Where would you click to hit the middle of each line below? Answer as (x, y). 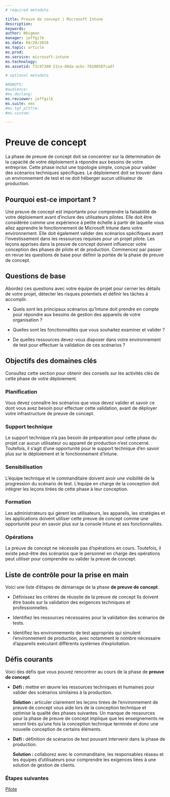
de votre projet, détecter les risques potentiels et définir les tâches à (77, 294)
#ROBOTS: (14, 85)
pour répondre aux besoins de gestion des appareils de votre (76, 314)
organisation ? (27, 320)
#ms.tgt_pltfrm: (22, 108)
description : (19, 24)
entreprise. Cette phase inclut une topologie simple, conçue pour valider (81, 168)
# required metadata (27, 10)
